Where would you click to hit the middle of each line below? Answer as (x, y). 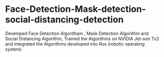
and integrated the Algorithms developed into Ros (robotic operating (75, 44)
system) (13, 49)
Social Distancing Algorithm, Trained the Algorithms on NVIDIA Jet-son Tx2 (82, 39)
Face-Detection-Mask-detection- (76, 9)
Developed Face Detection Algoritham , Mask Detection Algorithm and (77, 33)
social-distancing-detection (65, 20)
